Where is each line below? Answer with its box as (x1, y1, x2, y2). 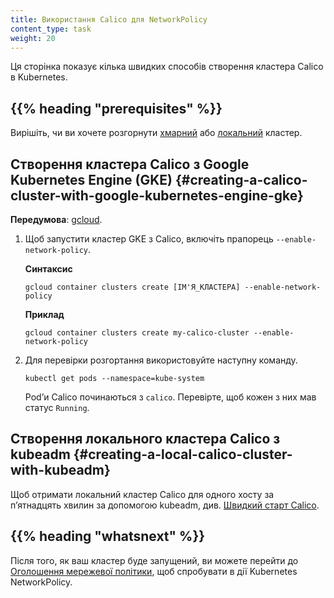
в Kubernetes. (10, 71, 68, 83)
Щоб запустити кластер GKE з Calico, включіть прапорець (24, 233, 274, 245)
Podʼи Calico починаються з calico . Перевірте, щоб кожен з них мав (24, 391, 317, 403)
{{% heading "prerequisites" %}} (10, 100, 223, 117)
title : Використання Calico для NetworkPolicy (10, 14, 208, 25)
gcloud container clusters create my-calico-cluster (24, 328, 250, 338)
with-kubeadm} (10, 462, 111, 479)
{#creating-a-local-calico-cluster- (73, 446, 293, 463)
